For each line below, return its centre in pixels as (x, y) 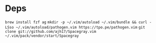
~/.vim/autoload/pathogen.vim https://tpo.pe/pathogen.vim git (80, 27)
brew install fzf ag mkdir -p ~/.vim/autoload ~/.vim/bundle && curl (76, 22)
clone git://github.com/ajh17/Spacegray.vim (51, 31)
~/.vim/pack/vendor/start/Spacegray (42, 36)
